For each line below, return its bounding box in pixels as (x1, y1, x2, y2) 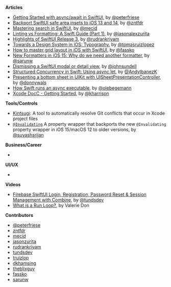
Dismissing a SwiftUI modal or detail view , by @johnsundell (12, 63, 137, 69)
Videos (5, 182, 21, 187)
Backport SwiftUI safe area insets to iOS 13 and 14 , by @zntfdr (12, 20, 144, 26)
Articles (5, 5, 23, 10)
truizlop (12, 255, 29, 260)
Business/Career (5, 142, 42, 148)
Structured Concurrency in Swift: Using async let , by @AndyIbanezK (12, 69, 157, 75)
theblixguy (12, 266, 35, 272)
